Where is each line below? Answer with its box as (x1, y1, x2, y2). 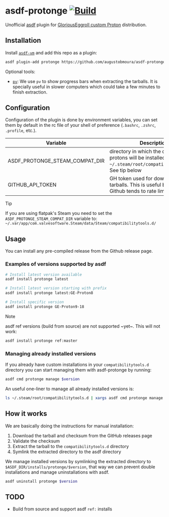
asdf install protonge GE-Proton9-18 (5, 304, 84, 309)
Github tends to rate (109, 188, 157, 195)
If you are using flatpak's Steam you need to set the (5, 210, 112, 216)
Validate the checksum (12, 438, 60, 444)
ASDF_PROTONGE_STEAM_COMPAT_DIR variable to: (5, 215, 97, 221)
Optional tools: (5, 68, 36, 75)
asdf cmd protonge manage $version (5, 377, 80, 382)
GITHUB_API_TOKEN (8, 181, 57, 188)
